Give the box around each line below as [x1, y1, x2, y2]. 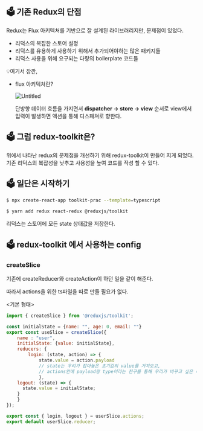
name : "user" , [17, 335, 56, 341]
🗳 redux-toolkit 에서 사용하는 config [6, 239, 141, 250]
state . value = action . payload [38, 357, 115, 363]
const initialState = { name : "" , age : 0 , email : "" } [6, 324, 142, 330]
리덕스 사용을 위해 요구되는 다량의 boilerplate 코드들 [14, 54, 139, 62]
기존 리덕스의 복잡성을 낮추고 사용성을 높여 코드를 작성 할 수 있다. [6, 159, 159, 166]
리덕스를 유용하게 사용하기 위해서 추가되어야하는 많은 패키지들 [14, 47, 161, 54]
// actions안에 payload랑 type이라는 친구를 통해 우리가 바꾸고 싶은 [38, 368, 193, 374]
